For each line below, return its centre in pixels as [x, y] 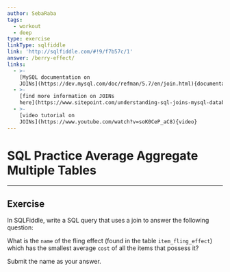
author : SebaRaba [32, 13]
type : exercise [29, 39]
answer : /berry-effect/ [41, 58]
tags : [15, 20]
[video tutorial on [47, 115]
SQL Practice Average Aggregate [103, 156]
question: [21, 227]
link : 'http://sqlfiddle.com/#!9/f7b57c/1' [70, 52]
